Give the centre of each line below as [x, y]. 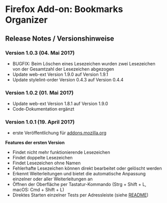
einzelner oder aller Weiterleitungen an [52, 179]
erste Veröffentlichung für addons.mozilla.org [59, 133]
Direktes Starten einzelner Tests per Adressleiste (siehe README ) [80, 195]
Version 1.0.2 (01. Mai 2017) [39, 92]
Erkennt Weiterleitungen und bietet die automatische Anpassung [79, 174]
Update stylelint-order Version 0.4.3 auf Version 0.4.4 [68, 79]
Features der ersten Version [35, 143]
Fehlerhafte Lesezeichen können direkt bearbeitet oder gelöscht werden [87, 168]
